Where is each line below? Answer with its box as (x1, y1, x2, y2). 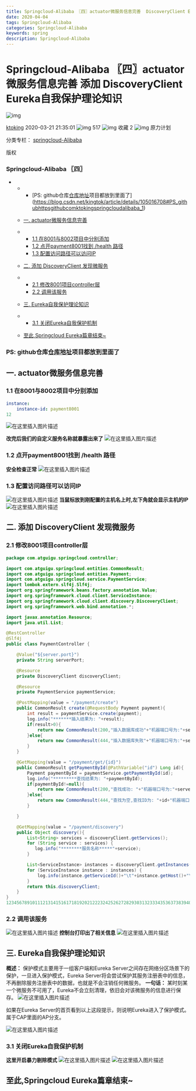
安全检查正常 (6, 466, 37, 473)
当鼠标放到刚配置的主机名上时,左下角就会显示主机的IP (59, 496, 188, 504)
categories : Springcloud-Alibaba (6, 25, 87, 31)
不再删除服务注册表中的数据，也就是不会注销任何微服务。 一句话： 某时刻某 (6, 979, 188, 987)
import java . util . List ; (6, 620, 64, 625)
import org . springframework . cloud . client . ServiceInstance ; (6, 593, 153, 598)
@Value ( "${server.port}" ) (16, 652, 80, 658)
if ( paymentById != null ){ (27, 781, 85, 787)
